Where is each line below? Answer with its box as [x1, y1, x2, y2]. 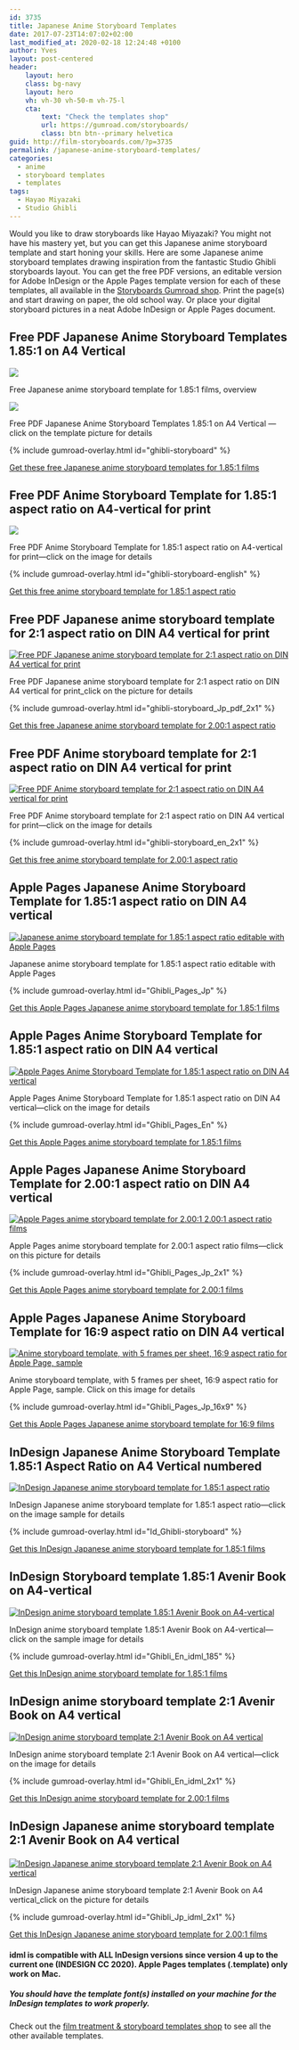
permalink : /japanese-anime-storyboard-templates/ [9, 145, 201, 154]
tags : [9, 187, 29, 196]
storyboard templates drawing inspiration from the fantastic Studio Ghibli [9, 256, 277, 267]
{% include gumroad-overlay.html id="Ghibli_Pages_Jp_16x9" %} [9, 1401, 247, 1413]
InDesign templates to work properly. [9, 1998, 150, 2009]
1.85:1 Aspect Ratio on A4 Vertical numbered [9, 1458, 263, 1473]
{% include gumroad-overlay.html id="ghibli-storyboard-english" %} [9, 569, 261, 579]
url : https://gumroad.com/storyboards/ [41, 121, 190, 130]
